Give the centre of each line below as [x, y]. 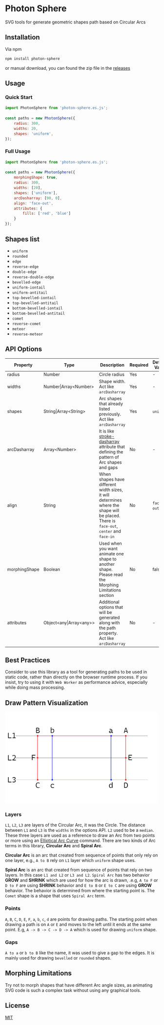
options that [111, 607]
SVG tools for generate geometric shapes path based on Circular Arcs [75, 22]
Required [139, 365]
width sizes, [111, 490]
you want [109, 548]
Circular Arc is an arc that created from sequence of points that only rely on [82, 855]
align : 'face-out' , [34, 203]
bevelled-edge [26, 282]
